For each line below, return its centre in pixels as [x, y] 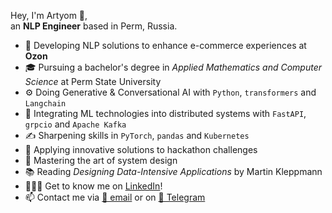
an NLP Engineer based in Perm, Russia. [94, 26]
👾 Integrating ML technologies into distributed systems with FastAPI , [165, 113]
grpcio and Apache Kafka [75, 124]
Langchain [45, 104]
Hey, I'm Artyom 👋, [49, 15]
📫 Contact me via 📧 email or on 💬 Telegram [115, 197]
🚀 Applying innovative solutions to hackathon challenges [141, 149]
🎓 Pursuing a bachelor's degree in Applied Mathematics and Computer [173, 67]
